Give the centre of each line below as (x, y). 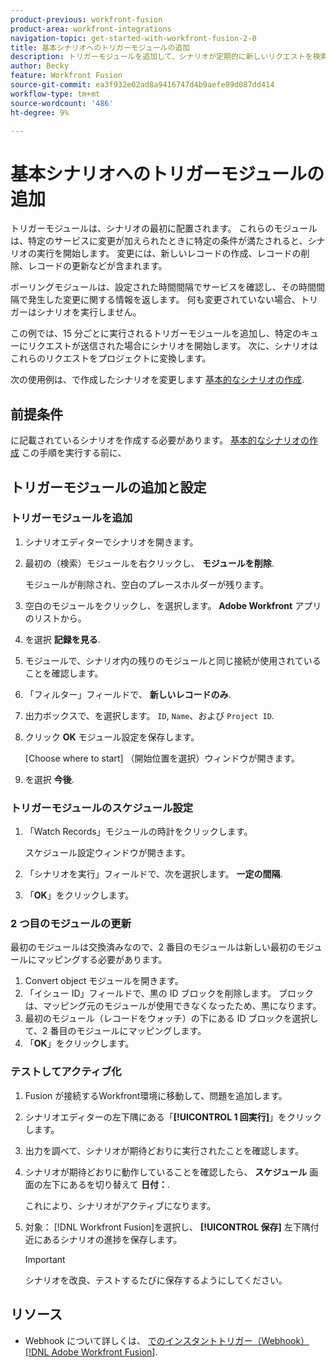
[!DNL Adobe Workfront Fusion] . (91, 1352)
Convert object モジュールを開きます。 (104, 981)
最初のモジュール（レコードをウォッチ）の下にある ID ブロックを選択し (171, 1018)
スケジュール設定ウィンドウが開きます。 (107, 853)
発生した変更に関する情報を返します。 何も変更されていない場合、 (164, 300)
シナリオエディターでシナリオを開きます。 (111, 542)
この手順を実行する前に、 (74, 453)
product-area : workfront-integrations (91, 29)
